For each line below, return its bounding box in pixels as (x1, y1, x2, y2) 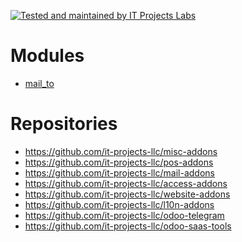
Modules (10, 45, 85, 67)
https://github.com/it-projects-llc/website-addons (24, 188, 231, 200)
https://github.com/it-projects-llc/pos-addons (24, 156, 214, 168)
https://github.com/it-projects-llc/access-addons (24, 177, 228, 189)
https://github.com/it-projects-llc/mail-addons (24, 166, 215, 179)
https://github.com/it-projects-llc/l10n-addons (24, 198, 215, 210)
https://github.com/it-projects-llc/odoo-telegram (24, 209, 225, 221)
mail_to (24, 77, 55, 89)
